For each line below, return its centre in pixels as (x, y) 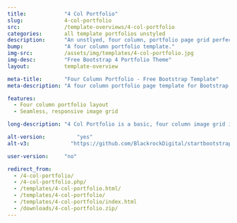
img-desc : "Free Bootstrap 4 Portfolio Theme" (90, 60)
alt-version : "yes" (50, 137)
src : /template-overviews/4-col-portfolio (91, 27)
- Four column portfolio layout (61, 105)
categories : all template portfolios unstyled (86, 34)
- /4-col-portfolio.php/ (50, 182)
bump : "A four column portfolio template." (91, 47)
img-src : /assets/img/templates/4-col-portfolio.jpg (101, 54)
